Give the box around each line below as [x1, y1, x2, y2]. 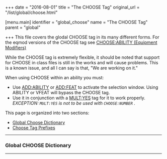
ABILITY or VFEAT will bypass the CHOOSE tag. [12, 90, 110, 95]
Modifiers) [5, 45, 26, 50]
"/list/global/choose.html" [5, 9, 58, 15]
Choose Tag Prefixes [12, 125, 56, 131]
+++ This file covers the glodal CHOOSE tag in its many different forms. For [5, 34, 160, 40]
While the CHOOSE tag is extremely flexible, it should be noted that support [5, 54, 160, 60]
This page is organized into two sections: [5, 110, 89, 116]
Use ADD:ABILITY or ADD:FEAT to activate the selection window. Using [12, 84, 158, 90]
